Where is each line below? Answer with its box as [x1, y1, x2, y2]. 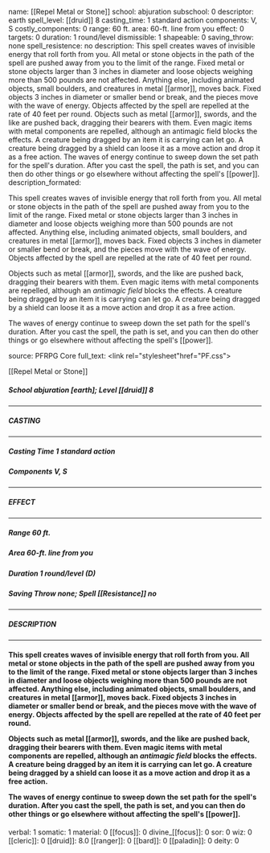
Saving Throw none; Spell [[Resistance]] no [8, 588, 157, 598]
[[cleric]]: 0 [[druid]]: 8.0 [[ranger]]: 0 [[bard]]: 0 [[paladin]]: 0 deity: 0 [8, 835, 239, 845]
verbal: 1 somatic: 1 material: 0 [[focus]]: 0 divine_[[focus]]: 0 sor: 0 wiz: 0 [8, 827, 253, 837]
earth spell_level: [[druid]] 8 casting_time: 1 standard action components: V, [8, 15, 258, 25]
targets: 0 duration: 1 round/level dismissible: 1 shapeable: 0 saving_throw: [8, 32, 255, 42]
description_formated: [8, 178, 82, 187]
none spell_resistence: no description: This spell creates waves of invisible [8, 41, 256, 51]
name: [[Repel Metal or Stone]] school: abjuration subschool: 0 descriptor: [8, 7, 255, 16]
